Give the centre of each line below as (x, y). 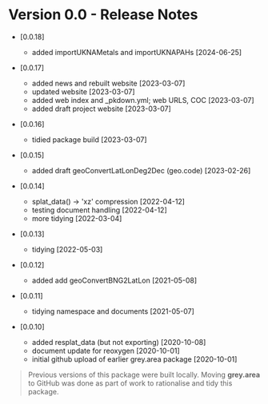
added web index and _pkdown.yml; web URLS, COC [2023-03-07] (143, 100)
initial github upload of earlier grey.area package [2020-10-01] (134, 359)
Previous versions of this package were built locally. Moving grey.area (144, 374)
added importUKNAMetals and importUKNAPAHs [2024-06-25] (137, 52)
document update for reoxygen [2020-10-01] (106, 351)
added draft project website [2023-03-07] (102, 109)
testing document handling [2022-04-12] (100, 210)
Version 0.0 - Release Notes (103, 15)
